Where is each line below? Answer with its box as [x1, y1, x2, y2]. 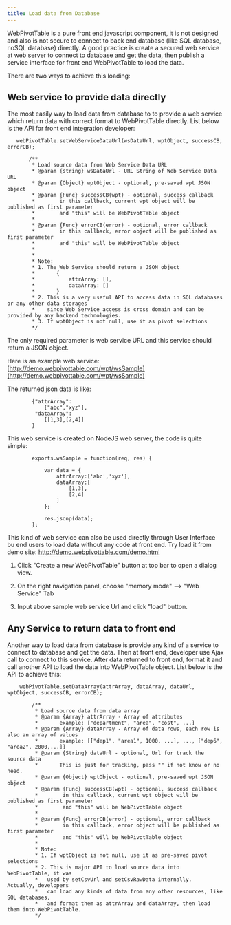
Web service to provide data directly [7, 92, 166, 103]
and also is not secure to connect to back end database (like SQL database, [7, 36, 221, 45]
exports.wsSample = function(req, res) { [32, 455, 153, 462]
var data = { [43, 467, 81, 474]
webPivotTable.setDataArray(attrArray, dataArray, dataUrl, [19, 683, 195, 690]
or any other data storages [7, 300, 88, 307]
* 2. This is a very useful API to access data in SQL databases [32, 294, 223, 301]
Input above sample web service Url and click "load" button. [16, 603, 188, 611]
